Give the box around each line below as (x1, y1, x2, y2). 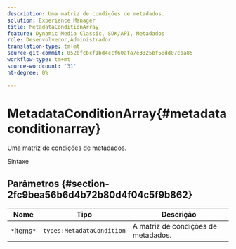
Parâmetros (7, 177, 60, 190)
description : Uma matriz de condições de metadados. (7, 10, 165, 18)
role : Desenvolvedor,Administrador (7, 37, 112, 44)
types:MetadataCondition (43, 226, 126, 235)
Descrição (161, 210, 197, 219)
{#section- (61, 177, 110, 190)
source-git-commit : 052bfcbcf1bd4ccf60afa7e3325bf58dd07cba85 (7, 50, 193, 57)
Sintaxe (7, 158, 29, 166)
